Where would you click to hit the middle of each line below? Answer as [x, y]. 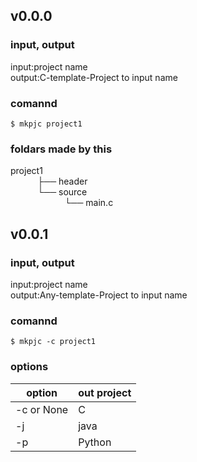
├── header [62, 181]
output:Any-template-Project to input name [99, 295]
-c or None [42, 409]
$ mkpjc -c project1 [53, 342]
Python [95, 442]
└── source [62, 192]
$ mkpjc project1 [46, 124]
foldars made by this [61, 149]
